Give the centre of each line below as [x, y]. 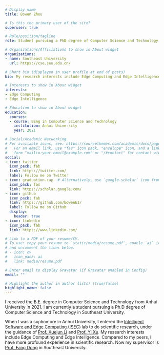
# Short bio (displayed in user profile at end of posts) [65, 72]
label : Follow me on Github [38, 207]
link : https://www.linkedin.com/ [43, 230]
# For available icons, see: [35, 144]
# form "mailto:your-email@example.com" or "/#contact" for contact [78, 153]
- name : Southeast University [36, 59]
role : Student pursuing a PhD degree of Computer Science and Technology [82, 41]
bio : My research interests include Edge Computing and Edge [69, 77]
